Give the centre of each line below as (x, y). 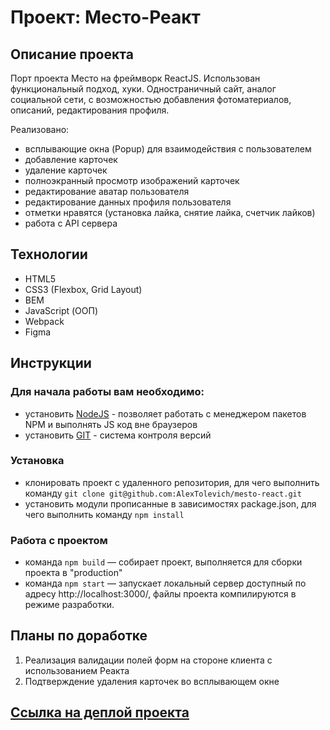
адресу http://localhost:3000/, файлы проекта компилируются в (160, 594)
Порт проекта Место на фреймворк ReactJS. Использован (135, 78)
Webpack (44, 321)
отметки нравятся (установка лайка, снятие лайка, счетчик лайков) (170, 212)
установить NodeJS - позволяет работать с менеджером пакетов (165, 413)
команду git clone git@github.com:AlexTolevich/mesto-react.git (163, 493)
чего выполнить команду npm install (104, 514)
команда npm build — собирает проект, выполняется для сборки (163, 562)
